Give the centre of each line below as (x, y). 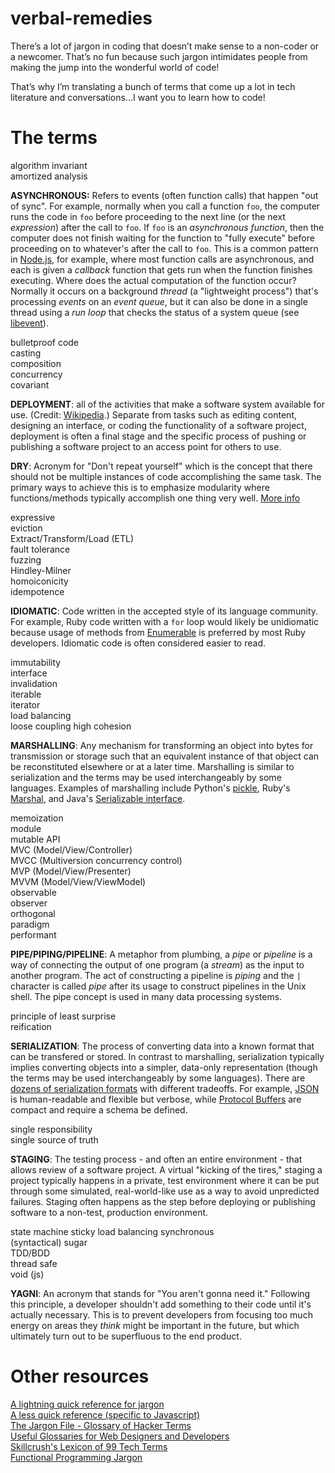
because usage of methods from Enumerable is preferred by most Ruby (158, 632)
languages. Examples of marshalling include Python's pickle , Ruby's (150, 788)
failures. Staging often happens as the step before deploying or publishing (163, 1201)
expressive (33, 517)
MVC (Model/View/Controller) (71, 849)
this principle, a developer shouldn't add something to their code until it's (161, 1304)
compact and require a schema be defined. (99, 1109)
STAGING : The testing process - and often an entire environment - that (156, 1159)
